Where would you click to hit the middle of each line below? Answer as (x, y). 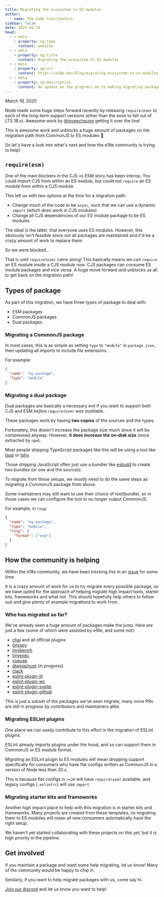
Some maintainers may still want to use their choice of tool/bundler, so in (78, 494)
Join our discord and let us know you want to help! (56, 889)
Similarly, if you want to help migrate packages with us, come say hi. (74, 879)
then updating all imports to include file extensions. (57, 350)
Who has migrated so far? (36, 615)
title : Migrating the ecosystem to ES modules (53, 10)
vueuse (20, 661)
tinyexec (20, 656)
